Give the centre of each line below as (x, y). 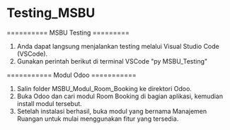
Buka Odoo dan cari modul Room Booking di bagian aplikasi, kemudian (120, 96)
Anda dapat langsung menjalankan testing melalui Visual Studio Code (118, 46)
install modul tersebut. (49, 103)
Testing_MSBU (51, 13)
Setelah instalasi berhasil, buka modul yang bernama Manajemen (111, 111)
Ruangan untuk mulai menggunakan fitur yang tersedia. (98, 119)
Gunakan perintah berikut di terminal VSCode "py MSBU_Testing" (112, 61)
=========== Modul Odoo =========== (71, 75)
